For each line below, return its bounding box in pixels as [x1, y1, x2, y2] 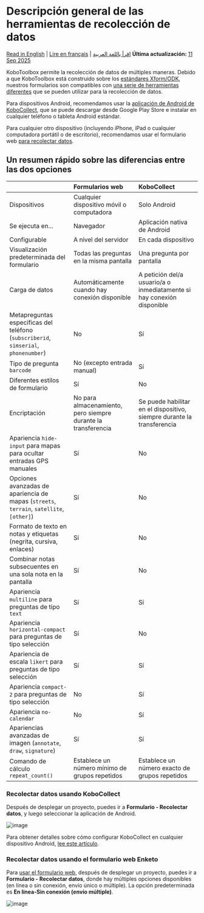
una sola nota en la [9, 570, 63, 578]
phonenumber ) [9, 349, 47, 357]
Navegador [73, 221, 105, 230]
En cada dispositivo [138, 235, 194, 244]
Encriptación [9, 409, 46, 417]
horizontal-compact [9, 626, 66, 633]
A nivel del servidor [73, 235, 129, 244]
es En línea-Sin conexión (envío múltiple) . [6, 888, 114, 895]
